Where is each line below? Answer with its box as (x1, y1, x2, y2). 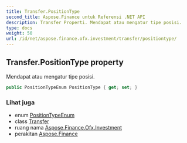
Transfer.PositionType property (6, 57, 124, 67)
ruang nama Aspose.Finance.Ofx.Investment (14, 124, 122, 131)
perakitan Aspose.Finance (14, 130, 78, 137)
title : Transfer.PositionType (6, 8, 80, 15)
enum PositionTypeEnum (14, 111, 75, 118)
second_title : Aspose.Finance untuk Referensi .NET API (6, 14, 145, 20)
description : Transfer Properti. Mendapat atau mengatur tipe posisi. (6, 19, 182, 25)
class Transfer (14, 118, 50, 125)
